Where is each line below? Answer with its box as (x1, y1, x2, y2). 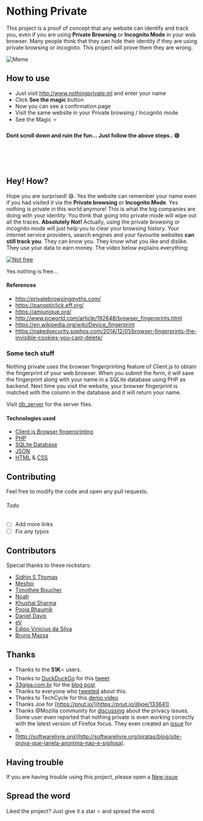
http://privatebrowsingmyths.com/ (15, 295, 101, 302)
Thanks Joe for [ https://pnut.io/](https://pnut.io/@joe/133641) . (15, 700, 171, 708)
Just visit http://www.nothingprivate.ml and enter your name (15, 90, 167, 97)
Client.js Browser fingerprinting (15, 428, 94, 435)
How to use (6, 73, 50, 83)
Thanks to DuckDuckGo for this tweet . (15, 675, 111, 682)
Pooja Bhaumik (15, 606, 53, 613)
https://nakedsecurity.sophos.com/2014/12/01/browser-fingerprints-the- (15, 327, 197, 334)
